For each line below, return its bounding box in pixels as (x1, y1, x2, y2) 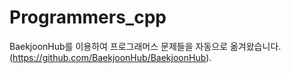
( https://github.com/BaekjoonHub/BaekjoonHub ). (9, 51, 212, 63)
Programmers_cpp (9, 6, 167, 29)
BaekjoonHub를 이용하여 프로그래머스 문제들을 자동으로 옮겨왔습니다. (9, 40, 282, 52)
